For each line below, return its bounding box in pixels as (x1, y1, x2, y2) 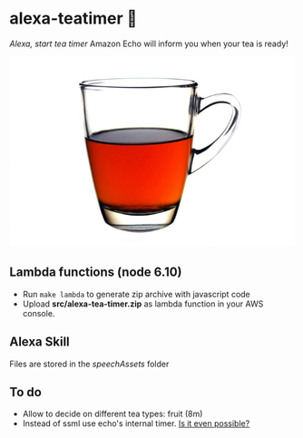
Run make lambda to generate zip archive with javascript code (22, 288, 251, 299)
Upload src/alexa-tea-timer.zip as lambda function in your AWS (22, 298, 264, 309)
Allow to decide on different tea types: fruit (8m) (22, 408, 203, 420)
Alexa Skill (9, 335, 70, 350)
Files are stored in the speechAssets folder (9, 358, 170, 369)
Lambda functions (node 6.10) (9, 265, 183, 280)
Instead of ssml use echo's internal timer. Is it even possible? (22, 418, 250, 429)
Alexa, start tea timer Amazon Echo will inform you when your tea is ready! (9, 38, 288, 49)
